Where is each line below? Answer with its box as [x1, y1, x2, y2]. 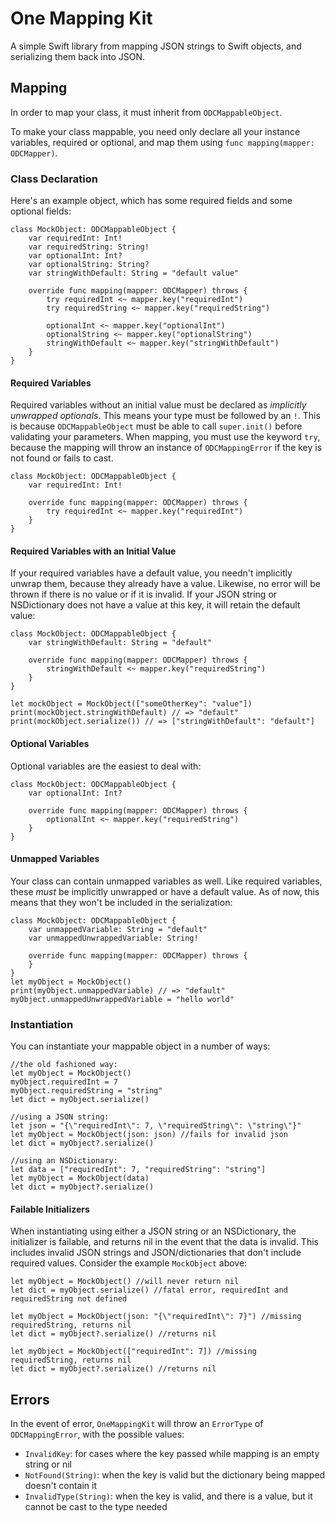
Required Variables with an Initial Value [10, 545, 177, 557]
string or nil [24, 1458, 73, 1471]
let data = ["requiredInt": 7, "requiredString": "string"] [10, 1165, 267, 1175]
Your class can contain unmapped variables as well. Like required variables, [10, 875, 323, 887]
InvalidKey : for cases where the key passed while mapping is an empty [24, 1448, 320, 1460]
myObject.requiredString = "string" [10, 1086, 163, 1096]
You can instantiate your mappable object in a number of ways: [10, 1040, 271, 1052]
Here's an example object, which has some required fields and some [10, 195, 293, 207]
